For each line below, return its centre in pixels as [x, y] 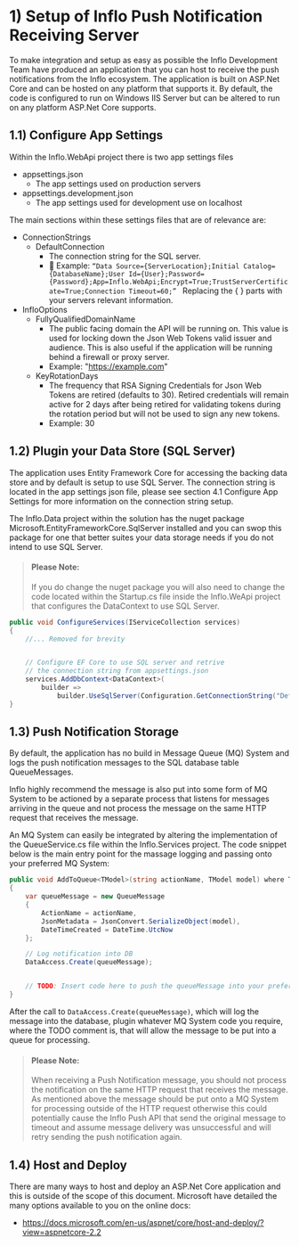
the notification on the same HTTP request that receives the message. [160, 1090]
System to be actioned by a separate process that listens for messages [139, 799]
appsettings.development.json [77, 193]
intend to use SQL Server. [56, 546]
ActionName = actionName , [89, 913]
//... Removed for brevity [75, 639]
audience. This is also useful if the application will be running [161, 347]
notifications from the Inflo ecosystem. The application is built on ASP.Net [145, 78]
